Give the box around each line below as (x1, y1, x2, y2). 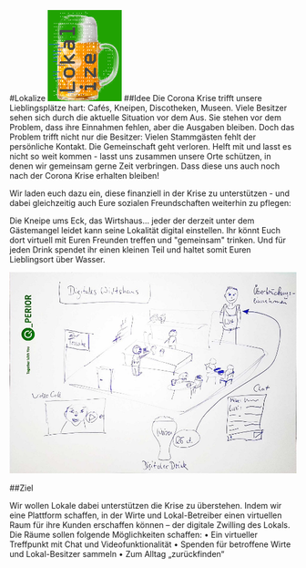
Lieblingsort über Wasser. (9, 254, 107, 264)
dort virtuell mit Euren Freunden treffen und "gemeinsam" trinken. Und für (9, 234, 287, 245)
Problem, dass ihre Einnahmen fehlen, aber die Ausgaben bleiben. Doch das (9, 122, 295, 132)
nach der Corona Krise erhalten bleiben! (9, 170, 159, 181)
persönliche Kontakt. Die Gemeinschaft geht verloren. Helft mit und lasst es (9, 141, 292, 151)
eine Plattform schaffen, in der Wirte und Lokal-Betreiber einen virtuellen (9, 510, 282, 521)
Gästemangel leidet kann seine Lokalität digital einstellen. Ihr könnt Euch (9, 225, 280, 235)
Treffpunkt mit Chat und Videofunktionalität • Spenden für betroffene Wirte (9, 539, 291, 550)
